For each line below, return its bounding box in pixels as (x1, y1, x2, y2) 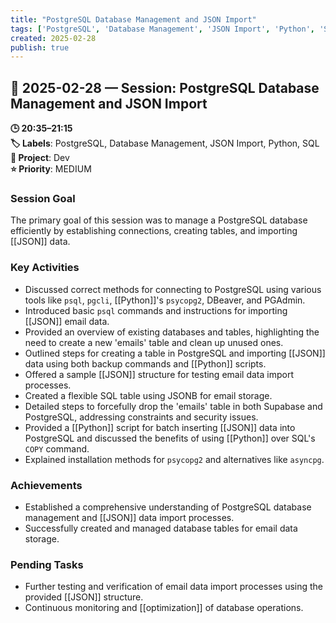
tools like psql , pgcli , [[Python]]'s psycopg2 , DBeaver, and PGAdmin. (24, 294, 306, 306)
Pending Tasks (10, 557, 84, 571)
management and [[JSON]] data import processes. (24, 511, 235, 523)
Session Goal (10, 191, 76, 205)
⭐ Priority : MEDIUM (10, 163, 92, 175)
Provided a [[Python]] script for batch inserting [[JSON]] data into (24, 421, 296, 433)
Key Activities (10, 261, 80, 275)
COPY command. (24, 442, 90, 455)
